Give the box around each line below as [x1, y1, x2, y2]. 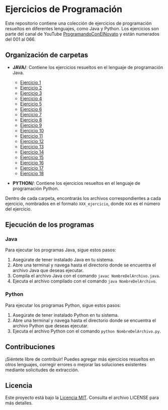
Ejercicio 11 [20, 132, 43, 139]
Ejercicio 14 [20, 149, 44, 155]
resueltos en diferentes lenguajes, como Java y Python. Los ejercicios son [5, 25, 159, 31]
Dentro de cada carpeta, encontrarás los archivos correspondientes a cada [5, 195, 161, 201]
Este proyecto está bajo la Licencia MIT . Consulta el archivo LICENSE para [5, 394, 159, 401]
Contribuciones [5, 343, 55, 351]
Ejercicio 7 [20, 111, 42, 117]
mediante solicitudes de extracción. [5, 367, 79, 373]
